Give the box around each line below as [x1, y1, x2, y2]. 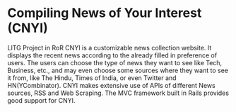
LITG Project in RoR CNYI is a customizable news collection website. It [7, 43, 212, 52]
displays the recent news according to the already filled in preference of [7, 51, 218, 60]
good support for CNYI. [7, 96, 76, 104]
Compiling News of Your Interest [7, 5, 202, 21]
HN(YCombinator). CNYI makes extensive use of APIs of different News [7, 81, 216, 89]
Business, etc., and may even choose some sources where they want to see [7, 66, 228, 74]
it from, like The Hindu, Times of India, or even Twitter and [7, 73, 177, 82]
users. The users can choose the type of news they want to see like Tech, [7, 58, 223, 67]
